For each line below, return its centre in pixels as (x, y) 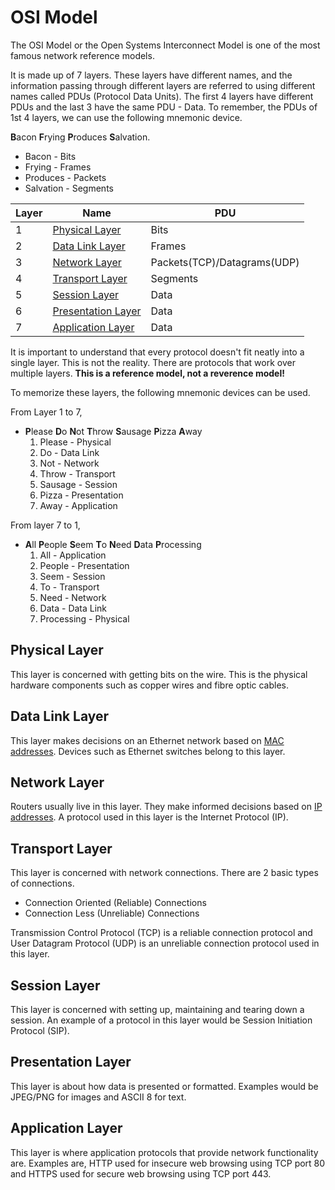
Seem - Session (72, 576)
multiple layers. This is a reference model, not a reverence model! (147, 373)
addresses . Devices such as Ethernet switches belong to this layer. (148, 751)
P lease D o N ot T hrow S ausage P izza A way (113, 431)
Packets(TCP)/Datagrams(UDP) (225, 262)
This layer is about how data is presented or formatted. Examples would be (164, 1086)
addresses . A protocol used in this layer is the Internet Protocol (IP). (149, 817)
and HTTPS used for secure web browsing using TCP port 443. (141, 1173)
